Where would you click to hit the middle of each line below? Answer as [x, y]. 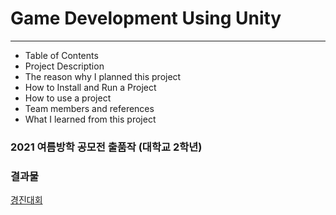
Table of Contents [61, 55]
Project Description [64, 66]
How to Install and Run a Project [90, 87]
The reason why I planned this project [103, 76]
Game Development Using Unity [146, 18]
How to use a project [68, 98]
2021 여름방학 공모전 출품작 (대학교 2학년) [106, 147]
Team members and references [89, 108]
